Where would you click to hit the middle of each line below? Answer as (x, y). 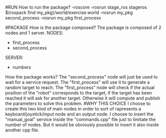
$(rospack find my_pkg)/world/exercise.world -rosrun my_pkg (69, 12)
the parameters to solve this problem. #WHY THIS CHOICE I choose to (78, 103)
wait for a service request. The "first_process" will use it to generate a (77, 82)
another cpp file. (22, 130)
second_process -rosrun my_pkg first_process (53, 18)
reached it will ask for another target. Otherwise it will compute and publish (83, 98)
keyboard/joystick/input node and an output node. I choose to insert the (79, 114)
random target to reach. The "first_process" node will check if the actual (80, 87)
